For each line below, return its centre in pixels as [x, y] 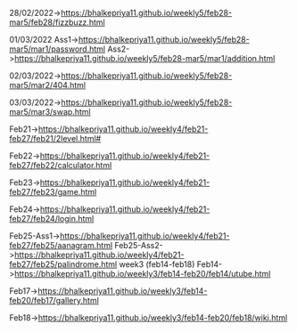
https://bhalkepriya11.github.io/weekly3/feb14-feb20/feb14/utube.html [143, 274]
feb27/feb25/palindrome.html [63, 264]
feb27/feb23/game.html [53, 192]
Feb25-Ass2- [139, 245]
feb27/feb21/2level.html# [55, 138]
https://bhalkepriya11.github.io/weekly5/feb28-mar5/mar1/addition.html [145, 58]
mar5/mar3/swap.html [50, 112]
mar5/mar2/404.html [48, 85]
